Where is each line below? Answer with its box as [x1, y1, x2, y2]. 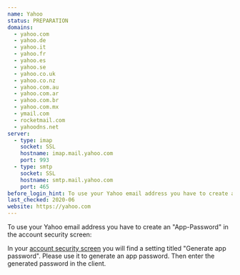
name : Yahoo [7, 10, 43, 18]
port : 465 [20, 183, 50, 190]
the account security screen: [7, 230, 92, 239]
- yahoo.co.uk [14, 70, 56, 77]
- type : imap [14, 136, 53, 144]
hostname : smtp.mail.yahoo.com [20, 176, 114, 184]
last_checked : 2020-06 [7, 196, 75, 204]
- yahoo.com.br [14, 97, 59, 104]
